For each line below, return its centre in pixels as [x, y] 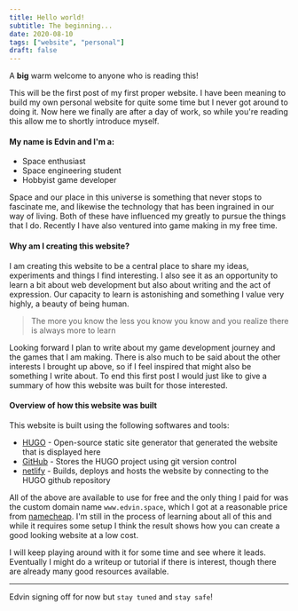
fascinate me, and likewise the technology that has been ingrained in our [142, 207]
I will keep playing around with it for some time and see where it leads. [137, 552]
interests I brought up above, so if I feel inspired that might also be [130, 366]
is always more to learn [73, 330]
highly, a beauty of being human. [70, 304]
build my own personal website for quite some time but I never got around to [149, 102]
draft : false [33, 51]
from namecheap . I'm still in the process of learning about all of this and [141, 516]
